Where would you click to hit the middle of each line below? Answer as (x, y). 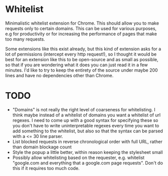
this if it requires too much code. (46, 168)
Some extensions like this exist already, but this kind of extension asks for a (83, 49)
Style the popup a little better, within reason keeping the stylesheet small (88, 152)
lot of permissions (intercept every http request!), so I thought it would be (81, 54)
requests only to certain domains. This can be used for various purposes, (81, 28)
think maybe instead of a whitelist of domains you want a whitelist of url (87, 115)
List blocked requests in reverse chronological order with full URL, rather (88, 141)
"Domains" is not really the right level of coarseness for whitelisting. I (84, 109)
